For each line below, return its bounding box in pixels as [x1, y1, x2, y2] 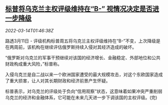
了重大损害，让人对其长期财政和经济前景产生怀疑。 [5, 78, 110, 84]
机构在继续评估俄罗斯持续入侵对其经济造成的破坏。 [31, 44, 136, 50]
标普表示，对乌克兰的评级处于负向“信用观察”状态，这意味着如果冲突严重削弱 [5, 88, 162, 94]
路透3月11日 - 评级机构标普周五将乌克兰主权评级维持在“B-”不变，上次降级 [5, 38, 156, 44]
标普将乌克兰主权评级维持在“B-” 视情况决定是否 [5, 4, 153, 13]
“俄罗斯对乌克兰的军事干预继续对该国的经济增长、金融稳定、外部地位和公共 [5, 54, 161, 61]
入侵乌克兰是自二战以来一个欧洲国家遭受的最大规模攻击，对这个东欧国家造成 [5, 71, 163, 77]
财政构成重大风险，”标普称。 [5, 61, 62, 67]
